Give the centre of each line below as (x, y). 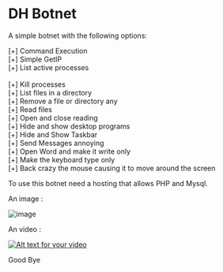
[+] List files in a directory (50, 92)
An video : (25, 229)
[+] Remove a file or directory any (63, 101)
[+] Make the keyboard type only (62, 159)
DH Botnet (43, 14)
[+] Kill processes (37, 84)
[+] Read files (30, 109)
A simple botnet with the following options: (78, 35)
